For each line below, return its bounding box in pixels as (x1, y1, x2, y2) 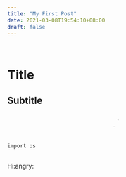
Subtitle (7, 94, 43, 106)
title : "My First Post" (7, 10, 77, 18)
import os (7, 143, 37, 150)
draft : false (7, 23, 46, 30)
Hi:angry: (7, 162, 34, 171)
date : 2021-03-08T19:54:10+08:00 (7, 17, 106, 24)
